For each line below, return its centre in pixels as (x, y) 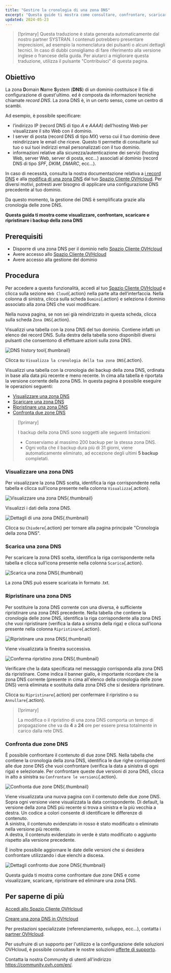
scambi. (13, 106)
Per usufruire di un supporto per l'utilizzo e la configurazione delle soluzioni (85, 944)
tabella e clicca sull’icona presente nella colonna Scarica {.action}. (74, 563)
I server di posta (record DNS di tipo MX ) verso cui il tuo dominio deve (86, 136)
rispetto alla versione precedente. (40, 840)
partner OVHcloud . (25, 934)
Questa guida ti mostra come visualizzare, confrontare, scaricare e (77, 215)
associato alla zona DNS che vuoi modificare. (53, 304)
